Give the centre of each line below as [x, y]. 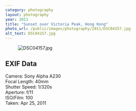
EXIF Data [21, 64]
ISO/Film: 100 [19, 97]
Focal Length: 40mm [27, 81]
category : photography [29, 10]
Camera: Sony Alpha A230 [33, 76]
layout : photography [27, 15]
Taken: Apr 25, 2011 [26, 103]
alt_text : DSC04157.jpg [31, 33]
